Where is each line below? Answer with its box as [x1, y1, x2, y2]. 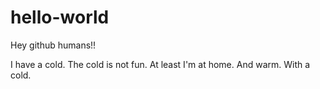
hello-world [10, 6, 110, 29]
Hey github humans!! [10, 39, 97, 51]
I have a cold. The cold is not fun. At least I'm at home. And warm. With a [10, 58, 311, 70]
